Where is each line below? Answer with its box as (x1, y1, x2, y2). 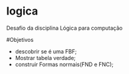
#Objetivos (6, 36, 34, 43)
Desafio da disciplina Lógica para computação (6, 24, 123, 32)
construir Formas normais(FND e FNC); (15, 61, 114, 68)
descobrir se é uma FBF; (15, 47, 77, 55)
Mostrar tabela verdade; (15, 54, 76, 61)
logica (6, 4, 38, 18)
